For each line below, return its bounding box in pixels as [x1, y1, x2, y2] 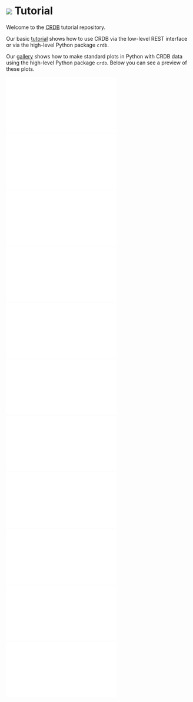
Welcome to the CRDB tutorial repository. [6, 24, 106, 31]
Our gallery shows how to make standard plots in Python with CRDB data [6, 53, 183, 60]
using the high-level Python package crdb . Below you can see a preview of [6, 59, 187, 66]
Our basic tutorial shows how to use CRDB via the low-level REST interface [6, 35, 188, 42]
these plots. [6, 65, 35, 72]
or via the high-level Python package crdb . [6, 41, 109, 48]
